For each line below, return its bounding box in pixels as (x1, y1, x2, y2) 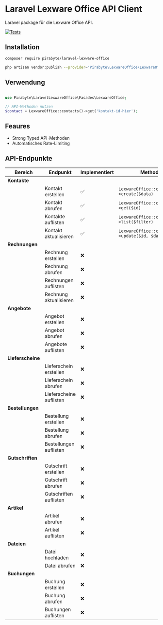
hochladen (44, 554, 69, 561)
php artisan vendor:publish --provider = (5, 65, 88, 70)
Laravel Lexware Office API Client (5, 3, 143, 15)
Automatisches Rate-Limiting (12, 140, 70, 146)
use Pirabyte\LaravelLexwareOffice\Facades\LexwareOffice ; (5, 95, 127, 100)
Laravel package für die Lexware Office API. (5, 19, 93, 25)
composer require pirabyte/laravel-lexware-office (5, 56, 110, 61)
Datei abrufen (44, 562, 76, 569)
